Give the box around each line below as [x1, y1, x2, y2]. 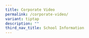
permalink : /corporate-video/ [5, 12, 69, 17]
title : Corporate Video [5, 7, 55, 12]
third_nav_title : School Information [5, 26, 84, 31]
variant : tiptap [5, 16, 39, 21]
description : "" [5, 21, 39, 26]
